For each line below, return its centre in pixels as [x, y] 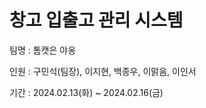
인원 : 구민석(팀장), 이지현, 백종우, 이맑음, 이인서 [103, 71]
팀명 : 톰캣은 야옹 [43, 50]
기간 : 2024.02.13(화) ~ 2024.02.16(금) [86, 92]
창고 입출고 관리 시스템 [96, 20]
